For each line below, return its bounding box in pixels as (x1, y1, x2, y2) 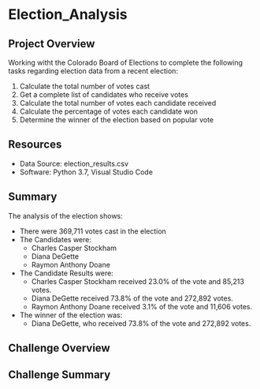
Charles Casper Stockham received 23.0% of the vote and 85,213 (31, 276, 244, 286)
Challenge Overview (8, 342, 110, 355)
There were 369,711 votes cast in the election (19, 226, 167, 236)
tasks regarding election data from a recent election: (8, 66, 179, 76)
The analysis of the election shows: (8, 211, 124, 220)
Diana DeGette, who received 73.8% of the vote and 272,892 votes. (31, 318, 251, 328)
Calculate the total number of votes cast (19, 81, 150, 91)
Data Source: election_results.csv (19, 159, 128, 168)
